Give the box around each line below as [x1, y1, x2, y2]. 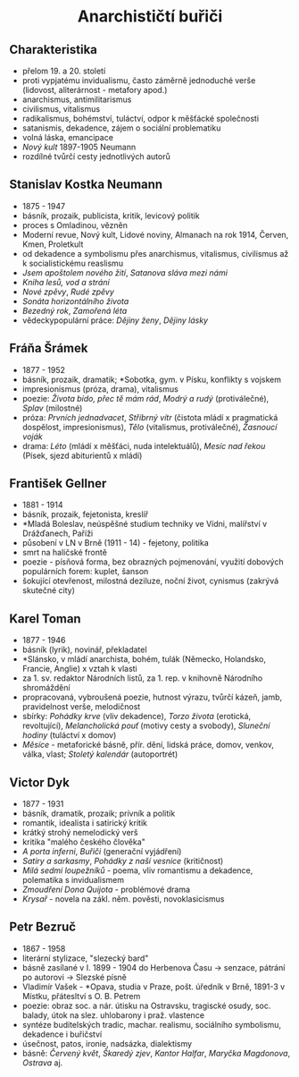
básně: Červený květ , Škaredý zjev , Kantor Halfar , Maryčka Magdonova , [21, 1047, 291, 1058]
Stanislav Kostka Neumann [9, 177, 163, 192]
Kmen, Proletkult [21, 239, 84, 250]
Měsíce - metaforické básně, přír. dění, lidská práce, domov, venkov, [21, 740, 274, 751]
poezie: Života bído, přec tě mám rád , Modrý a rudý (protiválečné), [21, 393, 270, 403]
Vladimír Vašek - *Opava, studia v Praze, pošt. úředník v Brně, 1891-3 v [21, 981, 286, 992]
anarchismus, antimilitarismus [21, 94, 132, 105]
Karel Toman [9, 611, 82, 626]
